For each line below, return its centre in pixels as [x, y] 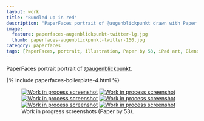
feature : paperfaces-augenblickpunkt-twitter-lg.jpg [80, 34]
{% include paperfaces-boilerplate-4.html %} [63, 80]
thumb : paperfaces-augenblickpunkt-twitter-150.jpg [79, 40]
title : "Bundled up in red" [42, 18]
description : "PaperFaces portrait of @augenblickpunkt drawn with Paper [102, 23]
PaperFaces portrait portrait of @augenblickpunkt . [69, 68]
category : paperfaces [34, 46]
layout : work [23, 12]
